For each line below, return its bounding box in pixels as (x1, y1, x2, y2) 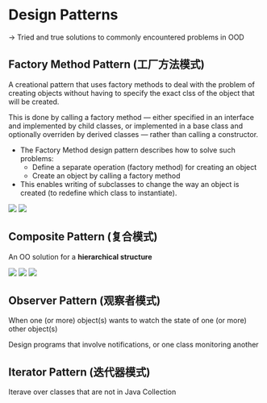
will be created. (8, 97, 60, 106)
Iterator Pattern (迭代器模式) (8, 365, 151, 379)
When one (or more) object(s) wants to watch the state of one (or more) (8, 316, 248, 326)
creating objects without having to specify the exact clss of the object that (8, 88, 256, 98)
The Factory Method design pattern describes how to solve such (19, 145, 236, 155)
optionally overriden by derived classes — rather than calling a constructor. (8, 129, 259, 139)
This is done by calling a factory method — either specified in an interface (8, 112, 254, 122)
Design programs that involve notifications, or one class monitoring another (8, 340, 260, 350)
